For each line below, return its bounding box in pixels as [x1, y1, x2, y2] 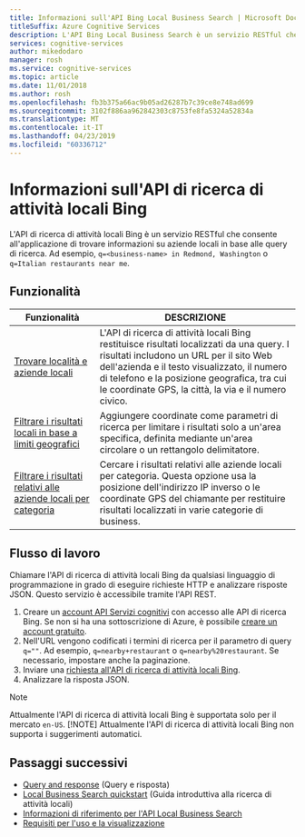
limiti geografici [14, 437, 80, 450]
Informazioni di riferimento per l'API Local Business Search [22, 808, 242, 819]
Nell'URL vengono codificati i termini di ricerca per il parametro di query [22, 635, 292, 646]
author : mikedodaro [9, 47, 84, 56]
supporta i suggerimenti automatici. [9, 729, 143, 740]
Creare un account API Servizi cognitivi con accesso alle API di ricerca [22, 606, 287, 618]
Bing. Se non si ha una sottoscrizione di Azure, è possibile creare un [22, 616, 278, 627]
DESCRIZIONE [164, 311, 227, 324]
